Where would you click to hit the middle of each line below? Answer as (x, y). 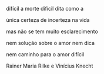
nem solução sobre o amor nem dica (51, 43)
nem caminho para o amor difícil (45, 54)
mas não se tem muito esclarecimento (52, 31)
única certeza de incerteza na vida (48, 20)
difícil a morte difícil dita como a (45, 9)
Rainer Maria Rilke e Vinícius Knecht (50, 66)
